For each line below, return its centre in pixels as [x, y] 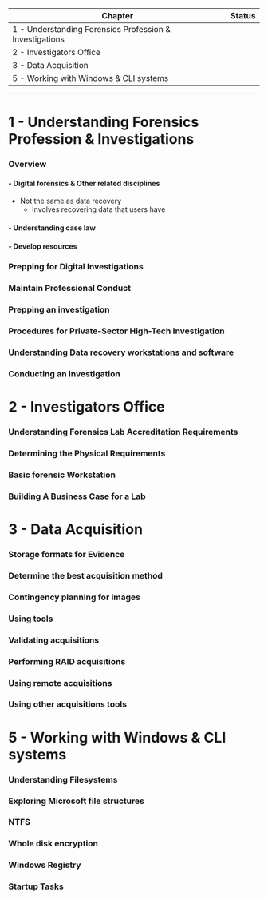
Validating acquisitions [54, 640]
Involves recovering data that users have [99, 209]
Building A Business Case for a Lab [77, 496]
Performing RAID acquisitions [67, 661]
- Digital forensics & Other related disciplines [84, 183]
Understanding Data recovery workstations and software [121, 352]
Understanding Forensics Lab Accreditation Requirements [123, 432]
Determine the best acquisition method [86, 575]
